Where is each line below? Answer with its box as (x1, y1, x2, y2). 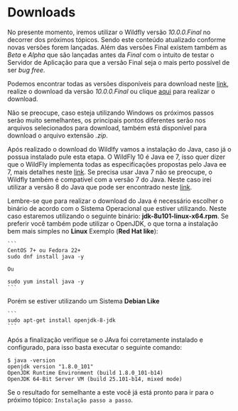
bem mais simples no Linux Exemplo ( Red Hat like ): (7, 227, 158, 235)
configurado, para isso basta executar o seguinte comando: (7, 343, 183, 351)
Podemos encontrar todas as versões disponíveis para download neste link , (7, 79, 229, 88)
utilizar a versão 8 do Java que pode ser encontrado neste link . (7, 182, 193, 191)
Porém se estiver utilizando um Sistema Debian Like (7, 296, 160, 305)
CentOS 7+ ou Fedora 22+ (7, 246, 81, 254)
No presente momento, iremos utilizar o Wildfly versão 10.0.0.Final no (7, 28, 211, 36)
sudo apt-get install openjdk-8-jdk (7, 316, 116, 324)
